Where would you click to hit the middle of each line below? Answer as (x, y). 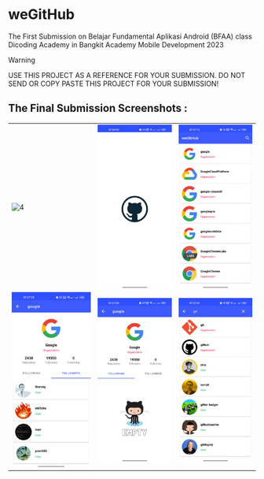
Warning (22, 60)
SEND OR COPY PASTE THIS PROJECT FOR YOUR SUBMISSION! (114, 84)
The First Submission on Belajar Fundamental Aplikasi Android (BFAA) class (130, 36)
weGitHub (42, 15)
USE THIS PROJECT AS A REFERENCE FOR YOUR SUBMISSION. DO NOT (127, 75)
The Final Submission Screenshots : (98, 108)
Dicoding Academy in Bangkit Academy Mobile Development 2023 (116, 44)
